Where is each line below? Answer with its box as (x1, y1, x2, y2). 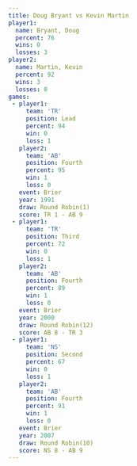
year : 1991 (18, 196, 55, 204)
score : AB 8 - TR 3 (18, 328, 83, 337)
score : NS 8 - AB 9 (18, 446, 83, 454)
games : (8, 93, 30, 101)
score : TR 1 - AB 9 (18, 211, 83, 219)
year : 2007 (18, 431, 55, 440)
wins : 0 (15, 41, 41, 49)
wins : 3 (15, 78, 41, 86)
